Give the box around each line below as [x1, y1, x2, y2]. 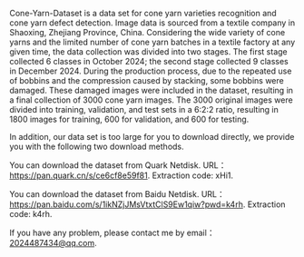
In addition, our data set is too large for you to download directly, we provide [9, 132, 295, 142]
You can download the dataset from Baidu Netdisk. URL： [9, 189, 225, 199]
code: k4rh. [9, 209, 53, 219]
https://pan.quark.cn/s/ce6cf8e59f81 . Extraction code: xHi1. [9, 170, 234, 181]
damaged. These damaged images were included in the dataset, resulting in [9, 85, 293, 95]
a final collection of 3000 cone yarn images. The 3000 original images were [9, 94, 293, 105]
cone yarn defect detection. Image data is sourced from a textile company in [9, 17, 296, 28]
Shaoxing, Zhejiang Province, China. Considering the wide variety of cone [9, 27, 286, 37]
